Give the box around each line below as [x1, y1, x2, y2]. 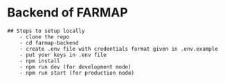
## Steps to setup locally [7, 27, 85, 34]
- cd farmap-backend [19, 39, 79, 46]
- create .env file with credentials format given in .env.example [19, 45, 218, 52]
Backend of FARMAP [7, 5, 128, 21]
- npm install [19, 57, 60, 64]
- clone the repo [19, 33, 70, 40]
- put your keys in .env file [19, 51, 107, 58]
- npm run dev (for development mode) [19, 63, 132, 70]
